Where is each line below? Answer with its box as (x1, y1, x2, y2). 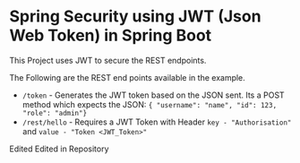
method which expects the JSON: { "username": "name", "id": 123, (21, 99, 278, 109)
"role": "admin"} (21, 108, 88, 117)
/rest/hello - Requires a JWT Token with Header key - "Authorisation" (21, 116, 292, 127)
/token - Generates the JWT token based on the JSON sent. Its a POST (21, 90, 285, 100)
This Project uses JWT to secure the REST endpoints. (9, 55, 207, 65)
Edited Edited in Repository (9, 143, 109, 154)
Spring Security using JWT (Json (9, 6, 261, 27)
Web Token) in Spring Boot (9, 25, 212, 46)
